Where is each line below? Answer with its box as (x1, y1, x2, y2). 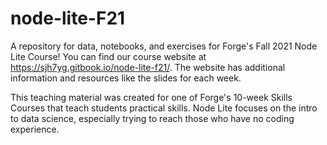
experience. (10, 123, 60, 135)
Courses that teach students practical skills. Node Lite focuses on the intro (10, 102, 318, 114)
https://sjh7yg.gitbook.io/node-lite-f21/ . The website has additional (10, 61, 286, 73)
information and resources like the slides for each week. (10, 72, 242, 84)
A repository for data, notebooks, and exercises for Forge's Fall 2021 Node (10, 40, 318, 52)
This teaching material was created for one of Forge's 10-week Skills (10, 91, 293, 103)
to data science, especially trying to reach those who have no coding (10, 112, 295, 124)
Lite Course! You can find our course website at (10, 50, 207, 62)
